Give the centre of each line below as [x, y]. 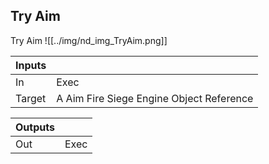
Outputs [35, 127]
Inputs [31, 65]
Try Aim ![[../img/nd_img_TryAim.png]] [89, 40]
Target [31, 98]
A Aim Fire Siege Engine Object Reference [155, 98]
